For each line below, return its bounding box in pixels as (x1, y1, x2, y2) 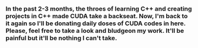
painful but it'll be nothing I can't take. (5, 34, 117, 42)
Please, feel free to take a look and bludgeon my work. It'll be (5, 26, 184, 35)
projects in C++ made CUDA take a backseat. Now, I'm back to (5, 12, 188, 20)
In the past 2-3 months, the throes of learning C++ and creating (5, 5, 192, 13)
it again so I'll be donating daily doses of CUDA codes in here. (5, 19, 186, 28)
